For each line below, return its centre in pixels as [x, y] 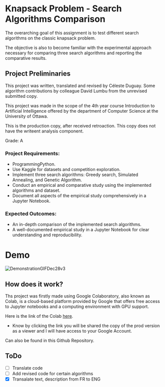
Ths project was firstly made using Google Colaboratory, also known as [78, 296]
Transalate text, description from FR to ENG [56, 379]
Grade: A [14, 140]
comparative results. [26, 58]
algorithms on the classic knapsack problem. [50, 38]
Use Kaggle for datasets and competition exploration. [66, 170]
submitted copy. [21, 96]
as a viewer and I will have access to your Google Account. [72, 331]
